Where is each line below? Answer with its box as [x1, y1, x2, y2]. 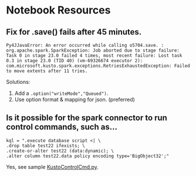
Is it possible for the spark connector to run [6, 113, 167, 123]
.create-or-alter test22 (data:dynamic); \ [6, 148, 114, 154]
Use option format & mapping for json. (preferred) [14, 96, 135, 103]
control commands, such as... [6, 122, 117, 132]
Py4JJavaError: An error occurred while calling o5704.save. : [6, 42, 164, 48]
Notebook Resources [6, 4, 111, 17]
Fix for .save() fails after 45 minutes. [6, 27, 142, 37]
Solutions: [6, 79, 31, 85]
